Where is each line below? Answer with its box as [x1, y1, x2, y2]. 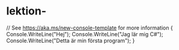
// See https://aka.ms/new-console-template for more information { [6, 24, 173, 31]
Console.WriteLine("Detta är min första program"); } [6, 37, 135, 44]
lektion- [6, 4, 47, 18]
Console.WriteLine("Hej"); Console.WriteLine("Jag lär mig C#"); [6, 30, 164, 37]
